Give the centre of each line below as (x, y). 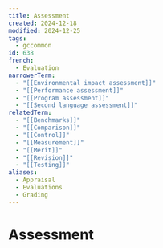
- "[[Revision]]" (45, 157)
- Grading (32, 195)
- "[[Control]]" (43, 135)
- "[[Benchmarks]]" (48, 120)
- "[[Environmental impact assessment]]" (86, 83)
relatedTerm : (30, 113)
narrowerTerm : (32, 75)
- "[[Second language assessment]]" (77, 105)
